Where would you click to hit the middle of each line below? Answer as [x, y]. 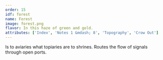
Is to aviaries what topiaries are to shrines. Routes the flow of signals [76, 47]
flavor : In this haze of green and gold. [49, 28]
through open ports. [26, 52]
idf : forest [18, 14]
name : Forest [19, 19]
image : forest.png [24, 24]
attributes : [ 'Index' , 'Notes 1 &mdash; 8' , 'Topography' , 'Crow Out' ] [82, 33]
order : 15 [16, 10]
